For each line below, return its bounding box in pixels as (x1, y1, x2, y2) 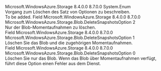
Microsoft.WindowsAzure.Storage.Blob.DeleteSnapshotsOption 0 (5, 50, 136, 56)
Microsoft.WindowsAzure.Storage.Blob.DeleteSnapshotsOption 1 (5, 35, 135, 40)
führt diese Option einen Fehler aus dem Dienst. (5, 61, 101, 66)
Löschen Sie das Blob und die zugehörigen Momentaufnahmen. (5, 40, 133, 46)
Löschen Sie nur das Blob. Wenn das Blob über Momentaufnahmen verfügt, (5, 55, 157, 61)
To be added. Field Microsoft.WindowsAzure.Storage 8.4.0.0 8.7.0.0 (5, 14, 141, 20)
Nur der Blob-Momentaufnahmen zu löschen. (5, 24, 96, 30)
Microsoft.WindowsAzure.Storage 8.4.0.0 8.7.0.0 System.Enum (5, 4, 131, 9)
